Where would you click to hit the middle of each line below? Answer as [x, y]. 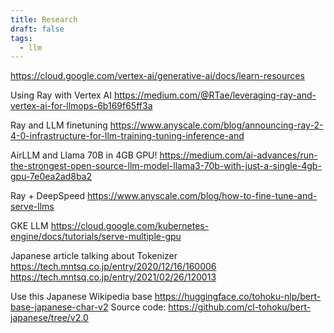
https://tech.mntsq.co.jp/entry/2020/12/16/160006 [113, 267]
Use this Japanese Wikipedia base [81, 297]
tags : [21, 38]
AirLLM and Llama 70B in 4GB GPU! [84, 155]
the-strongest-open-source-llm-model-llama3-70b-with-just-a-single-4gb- [166, 166]
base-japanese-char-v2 [59, 307]
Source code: [138, 307]
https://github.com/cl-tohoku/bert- [240, 307]
